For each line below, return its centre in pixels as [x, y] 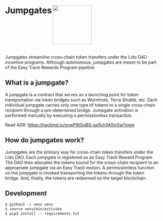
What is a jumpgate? [37, 83]
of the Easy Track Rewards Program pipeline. [51, 67]
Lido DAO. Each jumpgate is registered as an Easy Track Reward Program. [79, 157]
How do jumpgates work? [45, 140]
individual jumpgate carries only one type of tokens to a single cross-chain [80, 105]
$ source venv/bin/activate [34, 209]
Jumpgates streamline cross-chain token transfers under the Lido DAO [76, 57]
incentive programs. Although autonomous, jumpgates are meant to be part [81, 62]
